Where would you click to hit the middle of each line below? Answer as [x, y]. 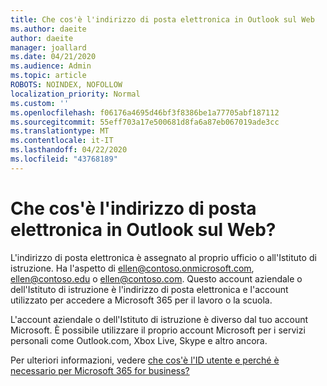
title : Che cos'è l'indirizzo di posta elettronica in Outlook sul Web [162, 19]
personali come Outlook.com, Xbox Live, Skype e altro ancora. [139, 340]
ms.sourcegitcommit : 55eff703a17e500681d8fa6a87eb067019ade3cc [145, 122]
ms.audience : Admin [51, 66]
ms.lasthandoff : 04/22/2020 [69, 150]
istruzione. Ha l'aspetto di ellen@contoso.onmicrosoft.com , [132, 268]
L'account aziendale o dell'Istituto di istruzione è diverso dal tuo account [159, 319]
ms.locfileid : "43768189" [64, 159]
